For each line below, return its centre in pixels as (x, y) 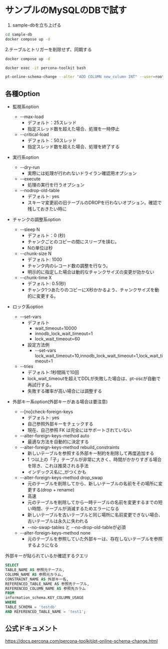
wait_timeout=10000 (56, 328)
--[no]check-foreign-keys (46, 412)
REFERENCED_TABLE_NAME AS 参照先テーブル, (47, 584)
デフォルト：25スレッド (52, 122)
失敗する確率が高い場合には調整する (65, 391)
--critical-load (34, 134)
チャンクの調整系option (36, 219)
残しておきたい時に (47, 209)
